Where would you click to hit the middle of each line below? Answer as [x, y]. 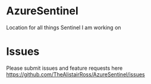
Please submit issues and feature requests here [65, 68]
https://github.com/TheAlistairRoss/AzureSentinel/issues [75, 74]
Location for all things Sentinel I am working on [64, 27]
